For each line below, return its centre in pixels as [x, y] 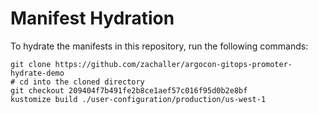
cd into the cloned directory [82, 82]
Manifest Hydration [92, 18]
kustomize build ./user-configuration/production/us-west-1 [138, 99]
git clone [31, 64]
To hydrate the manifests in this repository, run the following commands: [159, 46]
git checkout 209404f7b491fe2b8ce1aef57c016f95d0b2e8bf [129, 90]
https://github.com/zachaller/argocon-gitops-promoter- [173, 64]
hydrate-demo [37, 73]
